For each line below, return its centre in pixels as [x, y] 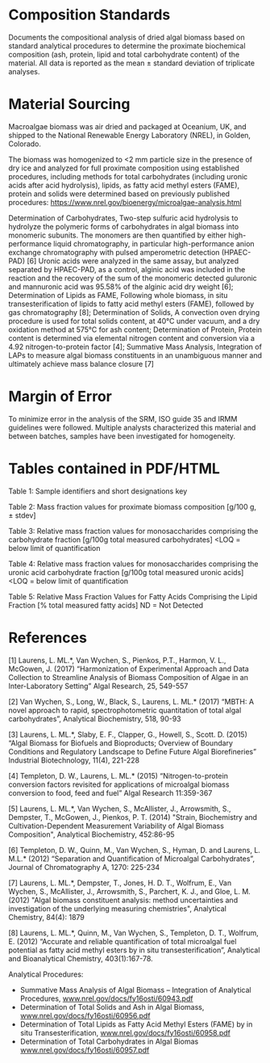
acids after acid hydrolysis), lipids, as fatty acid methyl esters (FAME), [124, 185]
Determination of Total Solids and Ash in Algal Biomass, [112, 1006]
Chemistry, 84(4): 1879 [46, 917]
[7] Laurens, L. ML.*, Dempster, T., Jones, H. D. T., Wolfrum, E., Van [120, 883]
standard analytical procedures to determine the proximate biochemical [127, 45]
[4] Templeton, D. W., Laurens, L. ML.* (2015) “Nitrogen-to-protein [118, 775]
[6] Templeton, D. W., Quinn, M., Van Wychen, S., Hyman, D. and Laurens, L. [134, 850]
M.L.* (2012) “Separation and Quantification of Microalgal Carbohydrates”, [132, 859]
